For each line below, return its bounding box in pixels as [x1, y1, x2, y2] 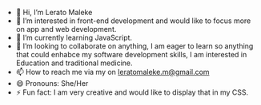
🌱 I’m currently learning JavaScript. [15, 33, 133, 42]
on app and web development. [15, 25, 117, 33]
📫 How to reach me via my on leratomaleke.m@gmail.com [15, 68, 210, 76]
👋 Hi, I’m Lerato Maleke [15, 8, 93, 17]
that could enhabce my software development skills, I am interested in [15, 50, 247, 59]
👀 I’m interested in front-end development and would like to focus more [15, 16, 251, 25]
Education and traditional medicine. [15, 58, 134, 68]
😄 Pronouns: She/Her [15, 79, 89, 87]
